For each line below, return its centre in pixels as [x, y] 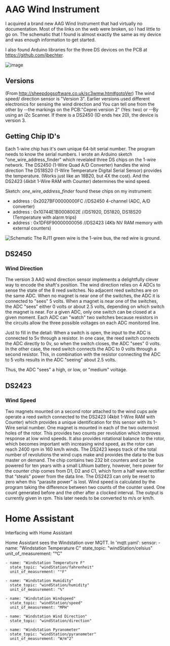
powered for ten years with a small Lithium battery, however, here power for [84, 466]
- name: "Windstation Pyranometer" [43, 630]
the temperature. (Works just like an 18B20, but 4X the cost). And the [77, 176]
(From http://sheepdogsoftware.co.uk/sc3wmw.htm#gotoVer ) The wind [80, 93]
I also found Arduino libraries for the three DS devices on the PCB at [76, 49]
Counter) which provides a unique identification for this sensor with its [79, 422]
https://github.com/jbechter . [35, 55]
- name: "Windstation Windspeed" [41, 598]
